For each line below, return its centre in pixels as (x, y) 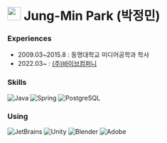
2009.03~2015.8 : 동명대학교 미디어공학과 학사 (83, 55)
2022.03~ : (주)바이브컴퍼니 (57, 64)
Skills (17, 82)
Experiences (29, 39)
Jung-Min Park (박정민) (92, 16)
